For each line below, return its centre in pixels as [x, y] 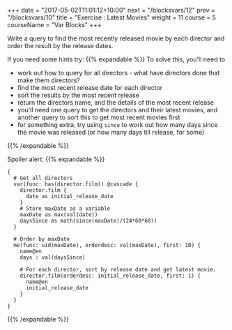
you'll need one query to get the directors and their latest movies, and [117, 110]
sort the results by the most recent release [78, 95]
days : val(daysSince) [53, 257]
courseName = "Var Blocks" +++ [55, 25]
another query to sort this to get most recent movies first [99, 117]
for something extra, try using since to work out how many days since [117, 125]
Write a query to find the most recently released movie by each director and [116, 38]
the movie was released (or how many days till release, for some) [111, 132]
